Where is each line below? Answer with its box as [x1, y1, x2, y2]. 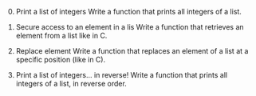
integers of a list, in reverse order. [15, 79, 128, 88]
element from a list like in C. [15, 31, 108, 40]
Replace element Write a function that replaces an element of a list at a [15, 46, 249, 55]
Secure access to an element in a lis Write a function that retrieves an [15, 22, 245, 31]
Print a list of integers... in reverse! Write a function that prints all [15, 70, 228, 79]
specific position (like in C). [15, 55, 106, 64]
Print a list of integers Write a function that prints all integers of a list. [15, 7, 242, 16]
